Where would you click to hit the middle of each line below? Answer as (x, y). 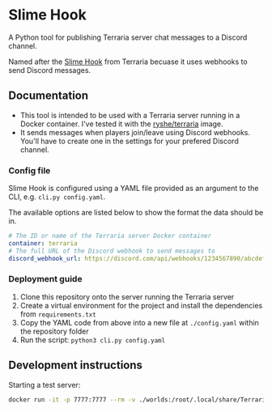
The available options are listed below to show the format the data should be (136, 213)
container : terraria (43, 243)
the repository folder (54, 331)
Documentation (49, 96)
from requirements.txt (58, 314)
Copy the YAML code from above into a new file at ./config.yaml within (139, 322)
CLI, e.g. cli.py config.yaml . (57, 197)
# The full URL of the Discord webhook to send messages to (112, 251)
